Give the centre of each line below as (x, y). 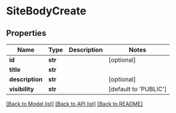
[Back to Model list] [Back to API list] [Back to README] (75, 104)
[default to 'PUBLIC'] (138, 89)
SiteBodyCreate (46, 11)
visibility (22, 89)
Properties (26, 33)
